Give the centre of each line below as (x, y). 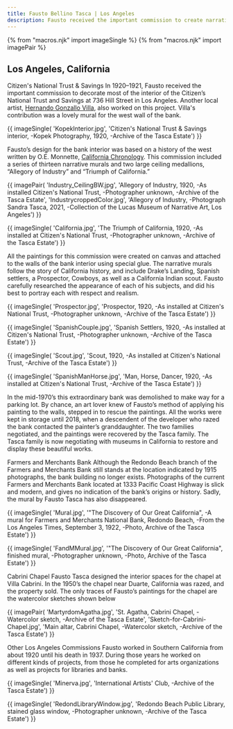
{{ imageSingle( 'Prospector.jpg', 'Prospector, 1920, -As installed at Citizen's (116, 307)
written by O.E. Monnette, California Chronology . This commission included (114, 157)
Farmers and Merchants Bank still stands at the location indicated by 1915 (112, 470)
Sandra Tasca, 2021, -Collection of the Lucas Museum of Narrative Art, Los (114, 207)
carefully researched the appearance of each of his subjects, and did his (111, 286)
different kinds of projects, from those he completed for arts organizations (113, 662)
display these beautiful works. (50, 449)
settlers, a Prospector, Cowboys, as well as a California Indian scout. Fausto (115, 278)
